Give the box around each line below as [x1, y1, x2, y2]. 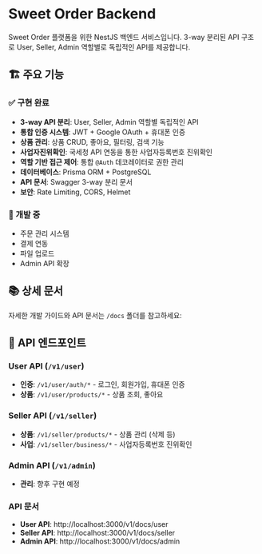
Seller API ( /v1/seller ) [8, 410, 97, 421]
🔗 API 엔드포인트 [8, 337, 86, 350]
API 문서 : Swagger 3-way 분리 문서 [19, 177, 133, 186]
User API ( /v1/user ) [8, 361, 85, 372]
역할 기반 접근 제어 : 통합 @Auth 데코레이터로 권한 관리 [19, 157, 184, 166]
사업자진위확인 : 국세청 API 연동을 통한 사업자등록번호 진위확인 [19, 147, 213, 157]
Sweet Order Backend [8, 5, 157, 23]
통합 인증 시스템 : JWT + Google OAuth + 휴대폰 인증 [19, 127, 186, 137]
